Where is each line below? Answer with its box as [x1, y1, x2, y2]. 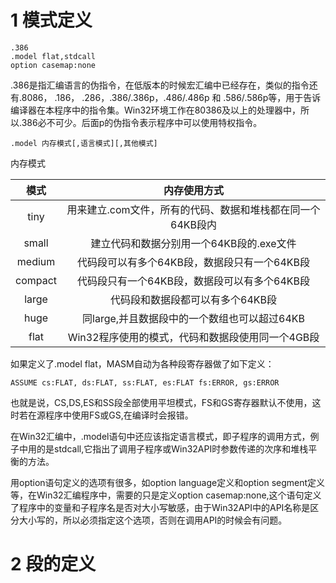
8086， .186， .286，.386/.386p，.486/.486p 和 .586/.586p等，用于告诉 [21, 91, 322, 103]
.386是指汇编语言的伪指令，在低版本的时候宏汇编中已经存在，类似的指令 [10, 79, 310, 91]
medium [16, 254, 56, 268]
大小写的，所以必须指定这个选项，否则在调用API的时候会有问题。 [18, 514, 288, 526]
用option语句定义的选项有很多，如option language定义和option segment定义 [10, 476, 326, 488]
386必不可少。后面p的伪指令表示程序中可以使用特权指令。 [21, 116, 263, 128]
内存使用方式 [163, 183, 225, 197]
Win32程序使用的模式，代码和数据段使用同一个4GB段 [67, 330, 320, 344]
